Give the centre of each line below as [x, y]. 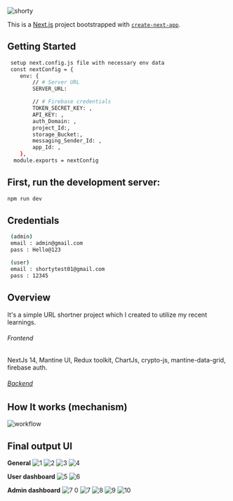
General [19, 463]
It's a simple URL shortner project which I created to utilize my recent [107, 315]
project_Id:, [52, 128]
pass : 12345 [29, 275]
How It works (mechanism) [67, 407]
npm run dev [25, 198]
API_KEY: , [48, 115]
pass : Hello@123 [35, 250]
